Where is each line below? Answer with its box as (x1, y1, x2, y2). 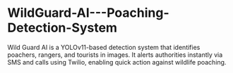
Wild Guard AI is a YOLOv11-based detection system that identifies (7, 43, 201, 51)
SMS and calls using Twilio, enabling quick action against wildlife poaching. (7, 58, 227, 66)
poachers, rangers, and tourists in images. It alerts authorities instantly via (7, 51, 223, 59)
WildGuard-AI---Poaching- (7, 5, 169, 21)
